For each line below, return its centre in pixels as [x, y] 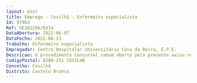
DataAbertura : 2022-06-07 [38, 33]
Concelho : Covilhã [28, 66]
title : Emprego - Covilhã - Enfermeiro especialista [72, 17]
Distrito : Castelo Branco [38, 71]
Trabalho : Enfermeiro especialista [50, 44]
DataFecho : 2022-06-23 [34, 39]
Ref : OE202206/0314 [30, 28]
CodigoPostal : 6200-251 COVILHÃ [45, 60]
